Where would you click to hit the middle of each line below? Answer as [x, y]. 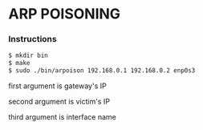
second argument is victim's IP [59, 102]
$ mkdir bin [28, 56]
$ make [19, 63]
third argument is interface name [62, 117]
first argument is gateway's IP [57, 86]
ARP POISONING [65, 14]
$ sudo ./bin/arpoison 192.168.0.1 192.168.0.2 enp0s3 [102, 71]
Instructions [33, 39]
